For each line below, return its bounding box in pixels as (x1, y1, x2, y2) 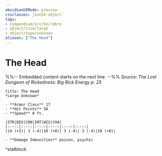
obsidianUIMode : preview (5, 7, 57, 13)
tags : (5, 17, 17, 22)
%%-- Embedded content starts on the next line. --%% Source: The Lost (5, 73, 157, 80)
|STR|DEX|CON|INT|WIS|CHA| (5, 119, 62, 125)
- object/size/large (5, 26, 49, 31)
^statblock (5, 146, 27, 152)
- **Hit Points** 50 (5, 106, 49, 111)
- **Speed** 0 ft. (5, 111, 44, 116)
